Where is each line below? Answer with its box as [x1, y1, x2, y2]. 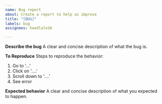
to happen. [5, 94, 27, 100]
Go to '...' [12, 63, 31, 69]
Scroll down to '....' [12, 73, 51, 79]
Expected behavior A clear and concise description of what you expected [5, 88, 158, 94]
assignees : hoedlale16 [5, 26, 52, 31]
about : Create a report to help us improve [5, 12, 97, 17]
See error [12, 79, 32, 85]
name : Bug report [5, 7, 41, 12]
